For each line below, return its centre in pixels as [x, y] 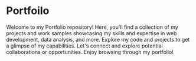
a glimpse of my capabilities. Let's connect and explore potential [85, 46]
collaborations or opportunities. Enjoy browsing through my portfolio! [90, 52]
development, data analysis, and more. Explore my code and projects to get [98, 39]
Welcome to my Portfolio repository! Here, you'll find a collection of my [92, 27]
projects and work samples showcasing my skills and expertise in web [92, 33]
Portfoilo [28, 11]
